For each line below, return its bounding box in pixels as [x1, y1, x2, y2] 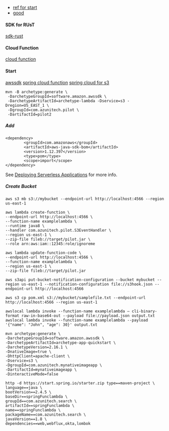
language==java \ [5, 385, 43, 390]
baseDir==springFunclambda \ [5, 394, 68, 399]
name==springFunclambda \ [5, 407, 61, 413]
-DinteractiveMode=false [5, 371, 59, 377]
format [5, 313, 20, 318]
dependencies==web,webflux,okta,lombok [5, 421, 91, 426]
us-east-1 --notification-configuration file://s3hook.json [21, 282, 153, 287]
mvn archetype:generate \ [5, 331, 61, 336]
